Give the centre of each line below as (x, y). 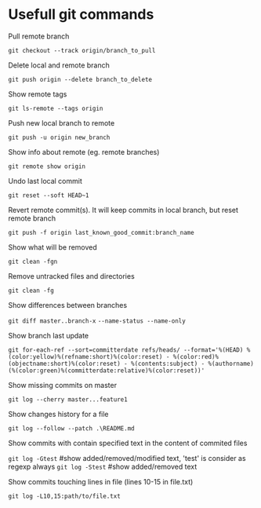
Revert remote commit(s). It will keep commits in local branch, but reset (123, 210)
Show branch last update (49, 335)
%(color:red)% (196, 356)
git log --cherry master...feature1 (68, 399)
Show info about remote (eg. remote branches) (84, 152)
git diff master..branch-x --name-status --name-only (97, 321)
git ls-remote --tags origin (56, 108)
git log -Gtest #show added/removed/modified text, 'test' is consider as (127, 458)
